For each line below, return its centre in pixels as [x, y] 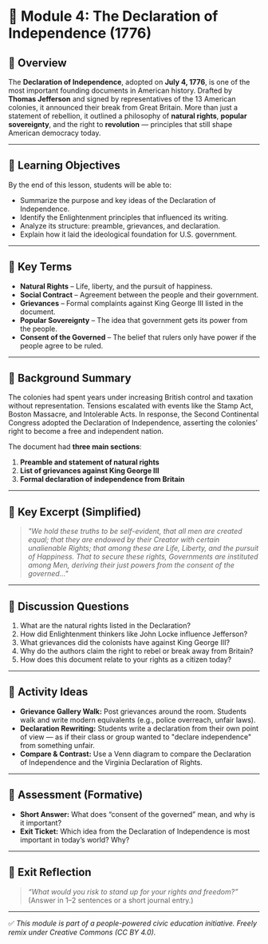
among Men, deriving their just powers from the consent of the [131, 565]
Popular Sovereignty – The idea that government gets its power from [134, 320]
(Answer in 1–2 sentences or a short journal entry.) [110, 900]
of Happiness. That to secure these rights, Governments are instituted [143, 557]
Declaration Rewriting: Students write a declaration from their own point [139, 728]
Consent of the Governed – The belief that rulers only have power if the [138, 337]
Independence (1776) [80, 33]
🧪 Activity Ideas [48, 692]
